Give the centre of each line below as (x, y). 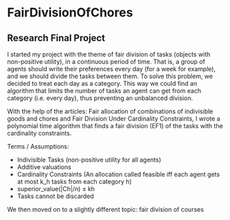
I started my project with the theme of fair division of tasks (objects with (109, 54)
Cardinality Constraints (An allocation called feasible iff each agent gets (118, 174)
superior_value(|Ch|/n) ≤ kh (56, 189)
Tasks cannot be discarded (55, 196)
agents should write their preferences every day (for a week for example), (112, 69)
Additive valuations (44, 167)
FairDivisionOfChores (70, 13)
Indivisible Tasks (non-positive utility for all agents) (89, 160)
